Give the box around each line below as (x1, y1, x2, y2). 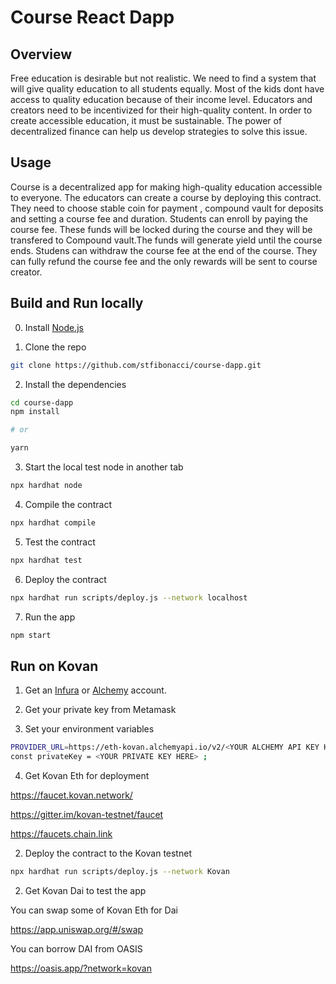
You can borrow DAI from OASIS (10, 942, 143, 955)
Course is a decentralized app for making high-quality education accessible (10, 181, 323, 193)
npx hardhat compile (10, 517, 97, 528)
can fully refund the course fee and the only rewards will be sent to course (10, 255, 318, 267)
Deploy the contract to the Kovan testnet (24, 847, 192, 859)
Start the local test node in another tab (24, 461, 184, 473)
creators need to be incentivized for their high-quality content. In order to (10, 104, 313, 116)
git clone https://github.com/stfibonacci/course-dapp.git (10, 360, 262, 370)
